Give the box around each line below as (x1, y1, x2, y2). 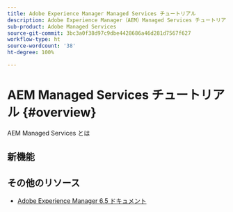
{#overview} (22, 105, 97, 120)
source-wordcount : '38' (7, 42, 77, 49)
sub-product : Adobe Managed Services (7, 23, 117, 30)
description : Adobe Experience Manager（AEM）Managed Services (7, 17, 193, 24)
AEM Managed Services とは (7, 129, 90, 137)
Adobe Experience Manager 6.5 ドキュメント (17, 197, 147, 205)
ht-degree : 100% (7, 49, 54, 56)
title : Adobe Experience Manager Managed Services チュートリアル (7, 10, 196, 17)
